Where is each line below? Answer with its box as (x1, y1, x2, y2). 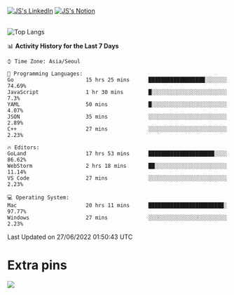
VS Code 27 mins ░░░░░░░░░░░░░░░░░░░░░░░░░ (7, 175, 228, 182)
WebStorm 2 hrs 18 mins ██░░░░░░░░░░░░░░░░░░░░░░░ (7, 162, 228, 169)
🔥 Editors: (7, 144, 40, 151)
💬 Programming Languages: (7, 70, 83, 77)
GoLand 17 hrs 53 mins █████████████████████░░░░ (7, 150, 228, 157)
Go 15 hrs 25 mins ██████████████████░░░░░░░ (7, 77, 228, 84)
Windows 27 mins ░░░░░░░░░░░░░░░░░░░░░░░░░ (7, 214, 228, 221)
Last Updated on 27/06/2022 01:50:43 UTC (7, 232, 133, 241)
